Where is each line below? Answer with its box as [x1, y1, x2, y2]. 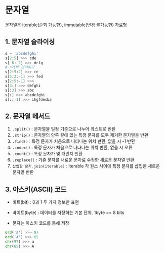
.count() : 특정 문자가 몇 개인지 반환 [12, 151, 83, 157]
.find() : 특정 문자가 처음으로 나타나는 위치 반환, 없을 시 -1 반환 [12, 138, 135, 144]
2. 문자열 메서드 [5, 112, 50, 120]
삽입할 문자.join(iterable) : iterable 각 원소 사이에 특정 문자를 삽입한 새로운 [12, 163, 160, 169]
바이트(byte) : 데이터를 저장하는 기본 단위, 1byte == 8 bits [12, 210, 124, 215]
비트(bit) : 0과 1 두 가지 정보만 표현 [12, 199, 79, 205]
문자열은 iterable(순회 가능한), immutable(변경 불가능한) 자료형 [5, 22, 127, 28]
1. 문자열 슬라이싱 [5, 38, 55, 46]
